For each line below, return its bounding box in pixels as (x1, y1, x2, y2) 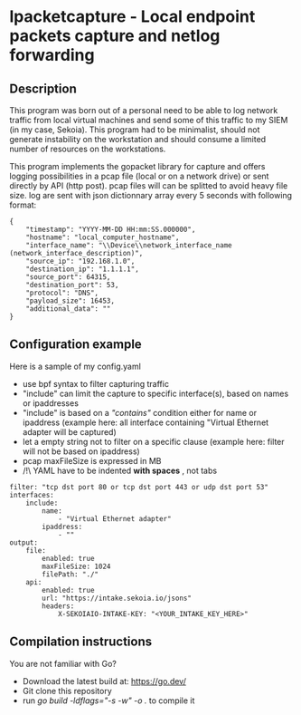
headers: (42, 601, 75, 611)
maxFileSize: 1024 (42, 562, 111, 571)
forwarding (9, 45, 95, 65)
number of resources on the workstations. (9, 143, 166, 154)
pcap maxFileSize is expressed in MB (22, 455, 162, 466)
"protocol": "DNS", (25, 288, 99, 297)
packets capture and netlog (9, 25, 221, 46)
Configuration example (9, 337, 142, 353)
